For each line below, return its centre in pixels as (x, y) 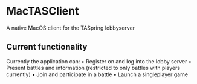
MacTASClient (43, 11)
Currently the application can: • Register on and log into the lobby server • (99, 61)
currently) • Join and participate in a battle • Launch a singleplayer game (97, 74)
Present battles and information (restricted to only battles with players (93, 68)
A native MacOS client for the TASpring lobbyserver (70, 28)
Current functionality (47, 47)
